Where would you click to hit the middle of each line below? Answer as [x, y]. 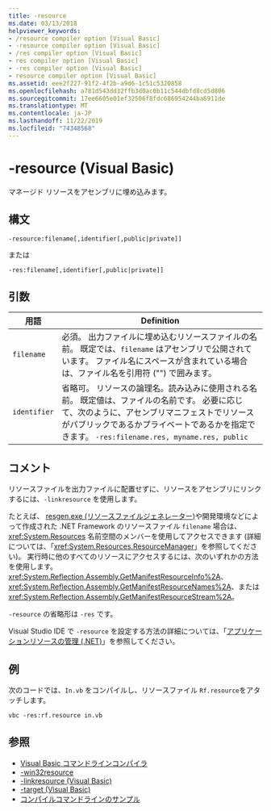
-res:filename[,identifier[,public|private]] [86, 270]
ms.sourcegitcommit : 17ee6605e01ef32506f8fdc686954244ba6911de [117, 98]
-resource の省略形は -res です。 [63, 614]
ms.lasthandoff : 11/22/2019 [56, 121]
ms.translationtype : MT [48, 106]
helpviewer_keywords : [45, 31]
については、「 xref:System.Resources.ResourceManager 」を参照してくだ [129, 546]
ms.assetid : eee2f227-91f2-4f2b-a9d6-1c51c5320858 [95, 83]
